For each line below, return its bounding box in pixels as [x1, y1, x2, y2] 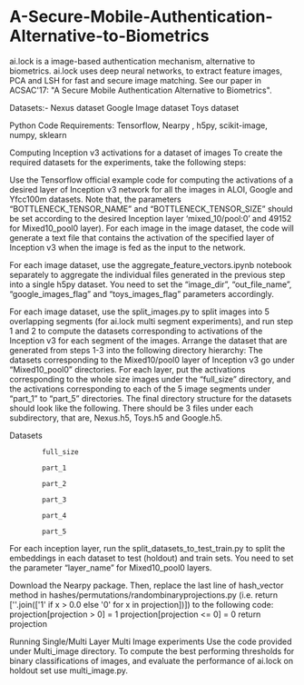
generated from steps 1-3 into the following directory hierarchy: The [9, 344, 263, 355]
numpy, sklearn [9, 129, 67, 140]
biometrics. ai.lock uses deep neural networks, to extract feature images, [9, 65, 283, 76]
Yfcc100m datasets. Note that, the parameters [9, 194, 181, 204]
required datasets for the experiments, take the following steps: [9, 156, 247, 167]
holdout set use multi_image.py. [9, 665, 129, 676]
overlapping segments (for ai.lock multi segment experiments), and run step [9, 315, 293, 326]
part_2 [42, 479, 67, 488]
